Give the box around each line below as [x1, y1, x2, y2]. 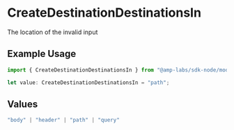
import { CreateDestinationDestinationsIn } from [7, 66, 155, 74]
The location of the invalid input [7, 28, 98, 36]
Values [7, 98, 38, 110]
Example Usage [7, 48, 77, 60]
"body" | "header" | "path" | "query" [7, 117, 120, 124]
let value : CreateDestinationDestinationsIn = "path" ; [7, 79, 170, 86]
